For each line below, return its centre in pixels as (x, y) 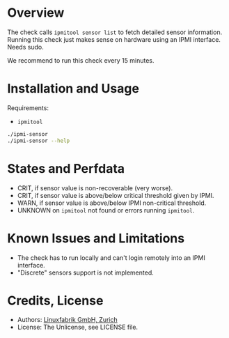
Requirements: (28, 108)
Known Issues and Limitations (96, 238)
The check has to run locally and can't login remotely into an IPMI (111, 258)
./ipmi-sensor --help (39, 141)
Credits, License (55, 300)
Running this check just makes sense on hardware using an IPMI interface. (114, 39)
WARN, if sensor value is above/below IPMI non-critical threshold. (112, 203)
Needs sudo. (25, 47)
